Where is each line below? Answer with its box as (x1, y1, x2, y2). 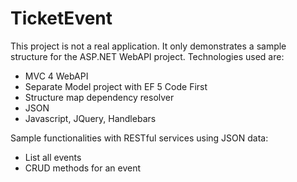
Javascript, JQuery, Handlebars (24, 112, 157, 124)
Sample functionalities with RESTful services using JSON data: (10, 132, 269, 144)
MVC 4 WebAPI (24, 70, 89, 82)
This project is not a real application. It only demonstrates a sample (10, 40, 287, 52)
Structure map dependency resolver (24, 91, 175, 103)
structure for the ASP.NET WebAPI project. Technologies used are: (10, 50, 285, 62)
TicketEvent (10, 7, 113, 30)
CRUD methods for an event (24, 162, 142, 174)
